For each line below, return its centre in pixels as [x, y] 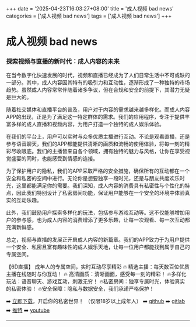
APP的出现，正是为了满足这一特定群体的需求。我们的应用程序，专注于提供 [95, 117]
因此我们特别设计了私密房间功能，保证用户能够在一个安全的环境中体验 [100, 193]
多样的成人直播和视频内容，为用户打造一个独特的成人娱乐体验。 [87, 124]
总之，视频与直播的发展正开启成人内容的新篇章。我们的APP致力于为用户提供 [98, 240]
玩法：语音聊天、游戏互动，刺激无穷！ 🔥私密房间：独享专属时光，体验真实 [96, 281]
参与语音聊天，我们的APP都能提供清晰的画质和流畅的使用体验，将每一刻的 [95, 144]
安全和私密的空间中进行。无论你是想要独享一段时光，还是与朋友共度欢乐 [93, 178]
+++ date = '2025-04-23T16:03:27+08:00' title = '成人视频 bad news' [90, 8]
